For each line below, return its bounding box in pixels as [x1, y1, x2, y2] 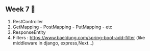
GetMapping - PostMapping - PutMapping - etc [12, 24, 113, 30]
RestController [12, 18, 43, 24]
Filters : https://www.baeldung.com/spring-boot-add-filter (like [12, 34, 145, 40]
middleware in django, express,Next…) [12, 40, 94, 46]
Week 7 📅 [5, 5, 36, 14]
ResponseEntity [12, 29, 46, 35]
